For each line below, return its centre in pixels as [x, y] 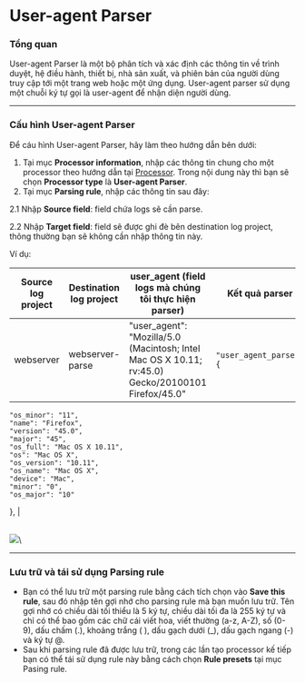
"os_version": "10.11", [54, 463]
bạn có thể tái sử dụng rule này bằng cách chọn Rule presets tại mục [152, 659]
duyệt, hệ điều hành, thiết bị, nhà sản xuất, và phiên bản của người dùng [144, 74]
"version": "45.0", [46, 431]
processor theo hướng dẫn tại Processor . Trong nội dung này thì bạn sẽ [156, 172]
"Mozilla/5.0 [155, 337]
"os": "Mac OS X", [44, 455]
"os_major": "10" [42, 495]
